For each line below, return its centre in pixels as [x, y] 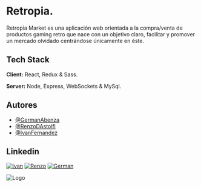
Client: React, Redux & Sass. [42, 74]
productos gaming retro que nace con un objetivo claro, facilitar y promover [101, 34]
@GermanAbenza [37, 120]
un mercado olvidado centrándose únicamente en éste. [75, 41]
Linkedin [23, 152]
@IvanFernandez [36, 133]
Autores [22, 105]
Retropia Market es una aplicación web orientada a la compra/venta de [94, 28]
